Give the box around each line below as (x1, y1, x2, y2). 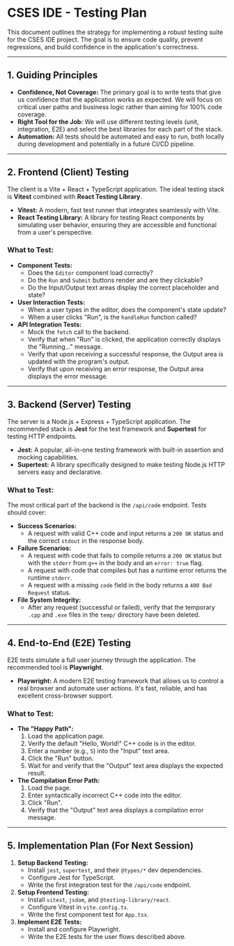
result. (27, 769, 47, 778)
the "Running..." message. (27, 342, 103, 351)
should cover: (7, 508, 47, 517)
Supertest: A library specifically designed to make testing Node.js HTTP (17, 460, 225, 468)
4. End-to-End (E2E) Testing (7, 637, 131, 649)
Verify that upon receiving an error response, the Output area (27, 364, 204, 373)
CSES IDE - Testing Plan (7, 5, 148, 21)
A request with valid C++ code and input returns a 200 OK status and (27, 529, 224, 537)
